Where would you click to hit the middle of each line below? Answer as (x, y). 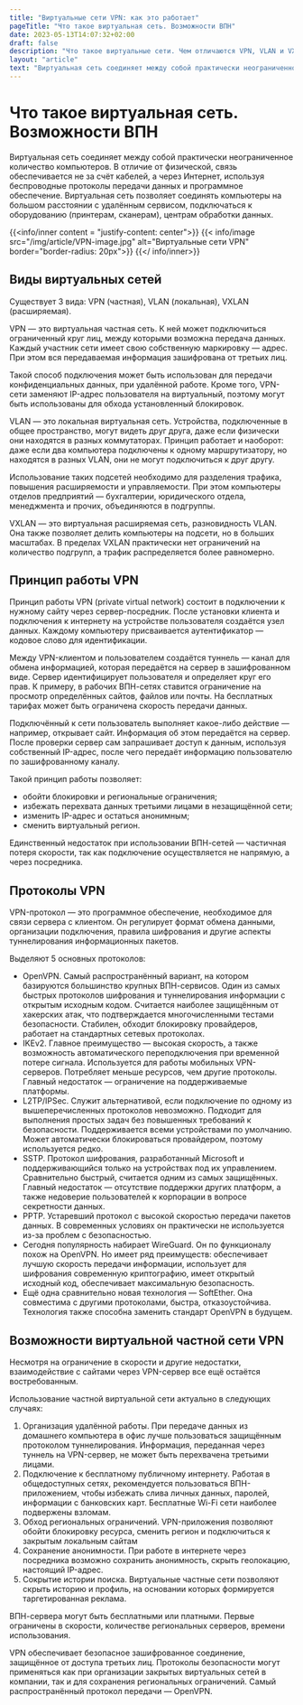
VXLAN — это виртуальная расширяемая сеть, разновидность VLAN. (143, 523)
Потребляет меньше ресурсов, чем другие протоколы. (171, 1072)
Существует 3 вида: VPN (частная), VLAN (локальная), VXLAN (129, 301)
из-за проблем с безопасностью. (87, 1235)
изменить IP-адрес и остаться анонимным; (106, 816)
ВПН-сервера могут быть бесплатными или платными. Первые (132, 1616)
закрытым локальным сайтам (80, 1542)
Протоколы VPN (57, 890)
